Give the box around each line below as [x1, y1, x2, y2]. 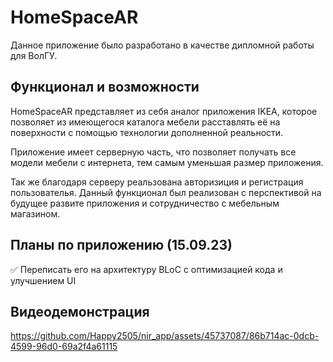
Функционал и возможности [10, 79, 200, 96]
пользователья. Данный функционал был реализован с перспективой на [10, 186, 322, 198]
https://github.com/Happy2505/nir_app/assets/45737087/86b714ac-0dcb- [10, 330, 320, 342]
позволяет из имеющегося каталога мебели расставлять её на [10, 116, 281, 128]
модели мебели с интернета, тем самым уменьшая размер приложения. [10, 156, 324, 168]
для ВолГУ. [10, 49, 58, 61]
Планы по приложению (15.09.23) [10, 237, 233, 254]
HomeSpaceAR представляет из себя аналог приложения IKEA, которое [10, 105, 318, 117]
